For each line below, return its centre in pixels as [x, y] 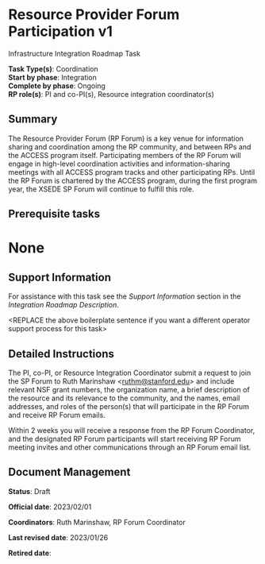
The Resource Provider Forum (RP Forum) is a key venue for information [126, 138]
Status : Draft [29, 491]
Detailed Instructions [61, 354]
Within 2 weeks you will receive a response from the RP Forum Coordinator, [132, 430]
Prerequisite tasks [54, 214]
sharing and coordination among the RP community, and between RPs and [130, 147]
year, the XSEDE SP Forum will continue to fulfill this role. [101, 189]
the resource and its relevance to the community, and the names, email [124, 398]
